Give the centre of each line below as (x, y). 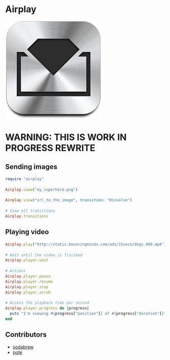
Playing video (27, 232)
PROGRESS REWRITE (50, 148)
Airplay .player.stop (27, 287)
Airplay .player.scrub (28, 292)
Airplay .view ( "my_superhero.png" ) (42, 190)
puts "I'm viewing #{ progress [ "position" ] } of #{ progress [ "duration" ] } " (88, 314)
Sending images (31, 167)
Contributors (26, 335)
